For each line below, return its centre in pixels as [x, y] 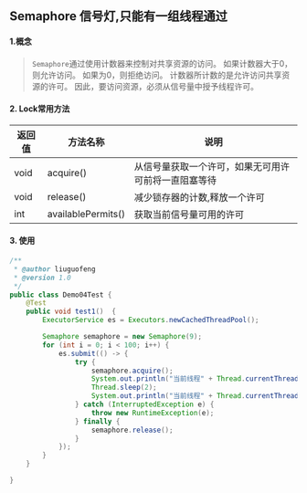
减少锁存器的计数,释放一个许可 [199, 197]
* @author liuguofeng [54, 269]
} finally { [97, 421]
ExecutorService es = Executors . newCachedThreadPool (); [151, 320]
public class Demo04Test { [61, 295]
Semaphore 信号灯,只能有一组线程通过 [119, 16]
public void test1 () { [71, 312]
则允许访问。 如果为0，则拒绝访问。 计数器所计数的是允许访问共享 [157, 75]
